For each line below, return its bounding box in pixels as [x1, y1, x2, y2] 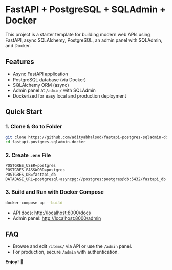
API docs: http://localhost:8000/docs [12, 209, 91, 216]
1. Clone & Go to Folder [5, 123, 62, 130]
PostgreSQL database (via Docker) [12, 76, 86, 83]
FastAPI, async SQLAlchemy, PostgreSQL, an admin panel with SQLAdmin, [5, 37, 163, 43]
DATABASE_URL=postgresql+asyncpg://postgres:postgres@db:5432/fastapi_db [5, 177, 166, 182]
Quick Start [5, 108, 42, 117]
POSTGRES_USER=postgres [5, 163, 56, 168]
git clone [5, 134, 27, 140]
